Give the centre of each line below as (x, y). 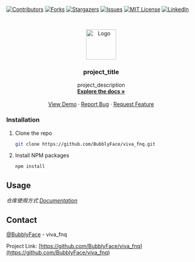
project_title (101, 72)
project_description (101, 85)
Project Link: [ (23, 246)
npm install (30, 167)
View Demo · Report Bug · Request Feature (101, 104)
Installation (23, 120)
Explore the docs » (101, 92)
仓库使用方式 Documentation (42, 201)
